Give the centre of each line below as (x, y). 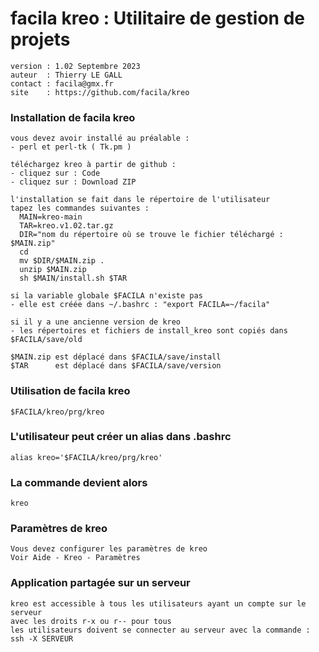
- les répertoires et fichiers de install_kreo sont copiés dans (149, 331)
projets (40, 39)
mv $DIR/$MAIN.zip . (62, 261)
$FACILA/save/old (46, 340)
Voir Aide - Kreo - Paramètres (75, 558)
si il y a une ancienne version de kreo (96, 322)
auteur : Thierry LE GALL (66, 75)
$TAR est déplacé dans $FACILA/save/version (116, 366)
